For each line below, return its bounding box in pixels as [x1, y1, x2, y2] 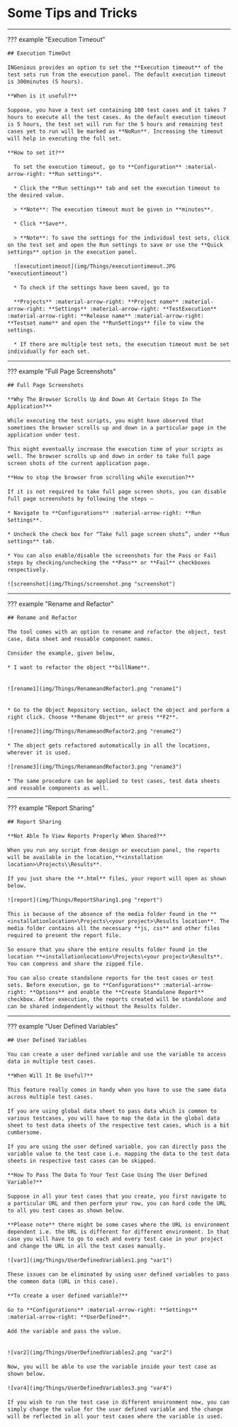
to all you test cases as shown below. [7, 1207, 125, 1214]
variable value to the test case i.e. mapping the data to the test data [7, 1150, 230, 1157]
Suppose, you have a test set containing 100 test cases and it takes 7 [7, 106, 227, 114]
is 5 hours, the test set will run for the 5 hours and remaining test [7, 121, 223, 128]
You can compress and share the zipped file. [7, 960, 144, 967]
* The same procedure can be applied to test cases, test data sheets [7, 777, 220, 784]
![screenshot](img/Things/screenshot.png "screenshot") [7, 580, 176, 587]
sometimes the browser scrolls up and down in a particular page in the [7, 424, 227, 431]
